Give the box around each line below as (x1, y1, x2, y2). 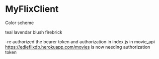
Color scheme (5, 20, 34, 26)
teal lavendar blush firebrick (5, 29, 63, 35)
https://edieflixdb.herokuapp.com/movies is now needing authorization (5, 44, 151, 50)
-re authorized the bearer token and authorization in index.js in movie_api (5, 38, 155, 45)
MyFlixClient (5, 3, 59, 15)
